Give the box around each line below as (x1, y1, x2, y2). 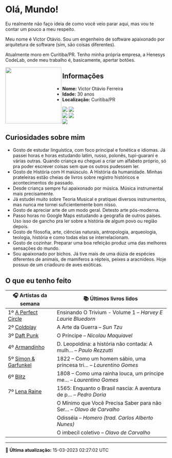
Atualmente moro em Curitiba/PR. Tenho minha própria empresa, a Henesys (5, 51, 165, 58)
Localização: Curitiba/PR (62, 96, 116, 102)
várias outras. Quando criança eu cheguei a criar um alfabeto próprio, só (12, 158, 166, 164)
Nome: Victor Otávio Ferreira (62, 85, 123, 91)
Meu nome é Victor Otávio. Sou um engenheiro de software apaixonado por (5, 36, 165, 42)
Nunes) (57, 420, 75, 428)
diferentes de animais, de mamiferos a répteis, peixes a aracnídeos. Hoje (12, 256, 166, 262)
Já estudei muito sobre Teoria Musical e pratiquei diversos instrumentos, (12, 196, 166, 202)
